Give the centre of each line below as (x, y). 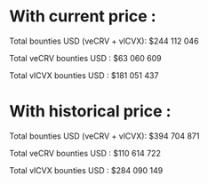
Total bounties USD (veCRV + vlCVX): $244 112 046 (104, 41)
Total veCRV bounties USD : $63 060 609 (85, 58)
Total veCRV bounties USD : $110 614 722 (85, 153)
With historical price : (90, 112)
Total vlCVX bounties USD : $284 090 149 (86, 170)
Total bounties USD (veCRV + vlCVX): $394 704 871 (104, 136)
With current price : (83, 16)
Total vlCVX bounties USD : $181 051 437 (84, 75)
